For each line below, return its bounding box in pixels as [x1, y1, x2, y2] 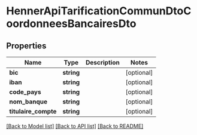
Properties [6, 41, 47, 51]
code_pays [9, 88, 41, 96]
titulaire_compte [9, 108, 57, 115]
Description [86, 59, 120, 66]
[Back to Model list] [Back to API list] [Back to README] [6, 122, 144, 130]
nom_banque [9, 97, 48, 106]
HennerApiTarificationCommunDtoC [6, 4, 192, 18]
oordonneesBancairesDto [6, 17, 137, 30]
